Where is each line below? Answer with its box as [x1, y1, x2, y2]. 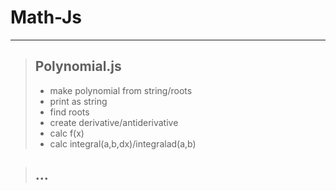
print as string [49, 95, 108, 107]
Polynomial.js [34, 58, 122, 75]
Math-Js [10, 6, 82, 29]
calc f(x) [49, 127, 85, 139]
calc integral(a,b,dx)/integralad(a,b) [49, 137, 197, 150]
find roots [49, 106, 90, 118]
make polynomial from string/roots [49, 84, 193, 96]
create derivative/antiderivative [49, 116, 179, 128]
